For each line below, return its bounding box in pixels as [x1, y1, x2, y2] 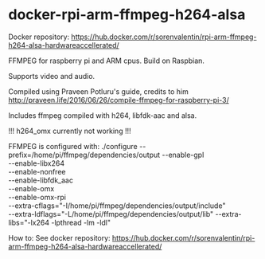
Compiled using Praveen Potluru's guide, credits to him [8, 86, 189, 96]
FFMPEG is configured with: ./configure [8, 141, 138, 151]
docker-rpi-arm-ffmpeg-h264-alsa [8, 6, 246, 24]
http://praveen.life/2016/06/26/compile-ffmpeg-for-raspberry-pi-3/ [8, 95, 229, 104]
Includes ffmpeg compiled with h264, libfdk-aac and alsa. [8, 110, 197, 120]
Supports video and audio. [8, 71, 95, 80]
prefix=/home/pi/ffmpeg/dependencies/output [8, 150, 161, 159]
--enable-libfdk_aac [8, 175, 74, 185]
